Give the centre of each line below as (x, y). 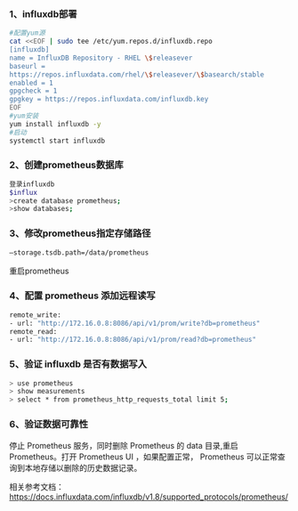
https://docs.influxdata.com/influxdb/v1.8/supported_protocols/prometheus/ (149, 497)
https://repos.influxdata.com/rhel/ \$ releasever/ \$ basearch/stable (137, 74)
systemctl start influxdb (57, 141)
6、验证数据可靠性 (49, 425)
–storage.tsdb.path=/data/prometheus (79, 252)
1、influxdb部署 (43, 13)
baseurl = (28, 66)
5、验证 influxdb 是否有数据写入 (78, 364)
